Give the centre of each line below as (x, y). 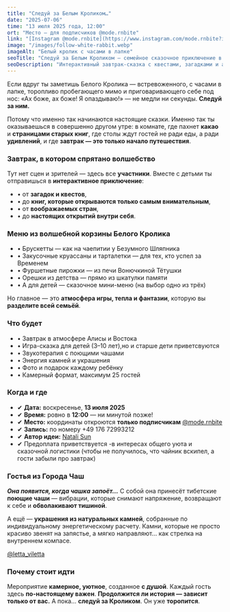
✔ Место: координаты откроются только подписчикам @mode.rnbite (119, 421)
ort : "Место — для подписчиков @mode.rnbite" (73, 33)
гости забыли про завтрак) (56, 458)
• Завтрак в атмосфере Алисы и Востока (77, 338)
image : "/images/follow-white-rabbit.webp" (70, 45)
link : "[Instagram (33, 39)
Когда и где (27, 393)
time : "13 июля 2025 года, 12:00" (56, 26)
